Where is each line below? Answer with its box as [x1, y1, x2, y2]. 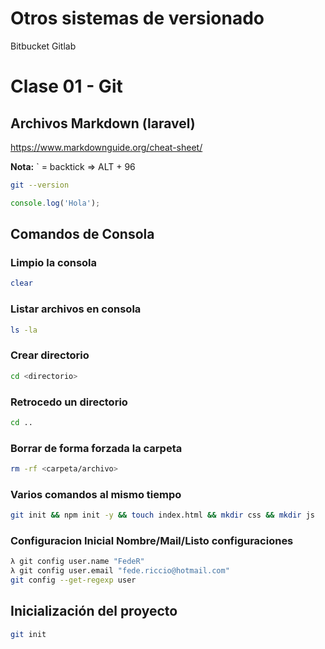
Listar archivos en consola [10, 302, 142, 316]
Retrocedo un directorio [10, 395, 128, 409]
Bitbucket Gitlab [10, 40, 77, 52]
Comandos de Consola [10, 226, 155, 243]
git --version [10, 180, 70, 190]
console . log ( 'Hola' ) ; [10, 198, 101, 208]
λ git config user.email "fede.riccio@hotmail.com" [10, 566, 230, 576]
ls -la [10, 325, 38, 335]
